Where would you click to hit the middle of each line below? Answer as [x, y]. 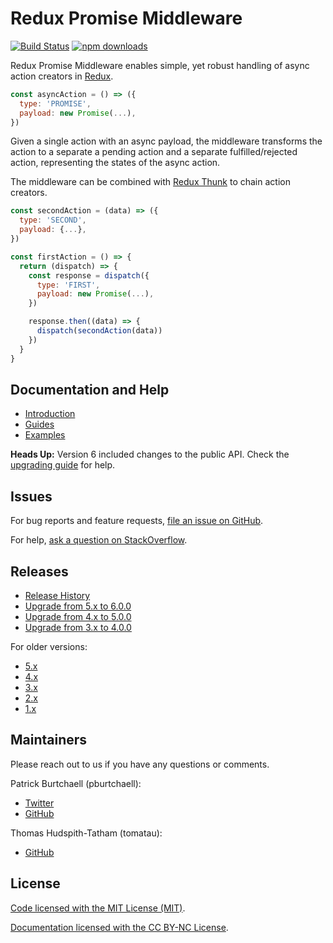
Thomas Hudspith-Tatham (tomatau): [86, 833]
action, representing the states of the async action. [115, 163]
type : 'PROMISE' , [55, 103]
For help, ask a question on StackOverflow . [99, 540]
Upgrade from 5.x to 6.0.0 [78, 606]
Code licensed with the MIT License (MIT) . [98, 908]
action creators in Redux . [62, 76]
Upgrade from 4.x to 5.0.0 [78, 616]
